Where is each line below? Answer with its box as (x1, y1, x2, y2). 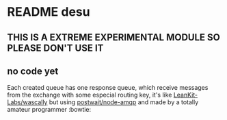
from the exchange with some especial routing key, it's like (7, 91, 172, 99)
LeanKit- (173, 91, 198, 99)
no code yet (7, 65, 59, 77)
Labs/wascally (7, 98, 48, 106)
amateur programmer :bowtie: (7, 106, 92, 114)
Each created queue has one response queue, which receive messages (7, 84, 209, 92)
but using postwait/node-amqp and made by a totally (49, 98, 199, 106)
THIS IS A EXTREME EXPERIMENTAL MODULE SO (7, 32, 221, 43)
